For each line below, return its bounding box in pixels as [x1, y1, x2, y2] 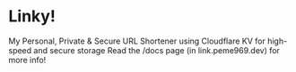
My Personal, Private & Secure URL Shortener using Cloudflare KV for [8, 36, 266, 46]
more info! [8, 54, 47, 65]
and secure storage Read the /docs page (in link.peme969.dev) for [33, 44, 280, 55]
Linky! [8, 6, 56, 27]
